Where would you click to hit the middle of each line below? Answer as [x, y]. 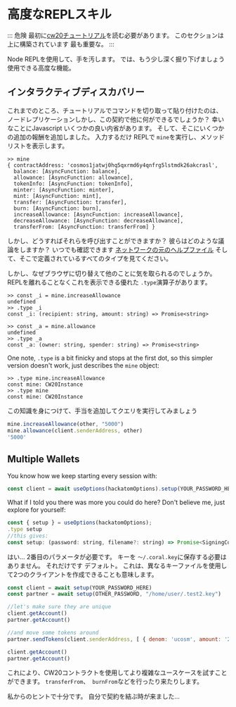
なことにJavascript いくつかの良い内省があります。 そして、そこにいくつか [116, 128]
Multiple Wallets [44, 459]
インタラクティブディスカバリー [76, 92]
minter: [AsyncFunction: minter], [64, 190]
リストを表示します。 [38, 146]
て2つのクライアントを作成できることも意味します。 [83, 574]
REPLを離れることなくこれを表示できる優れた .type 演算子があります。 [109, 282]
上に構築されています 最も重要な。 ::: [61, 44]
